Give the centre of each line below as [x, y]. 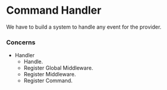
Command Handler [54, 10]
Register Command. [48, 80]
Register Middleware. [50, 75]
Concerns [21, 42]
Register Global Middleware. [58, 68]
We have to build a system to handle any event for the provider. [84, 27]
